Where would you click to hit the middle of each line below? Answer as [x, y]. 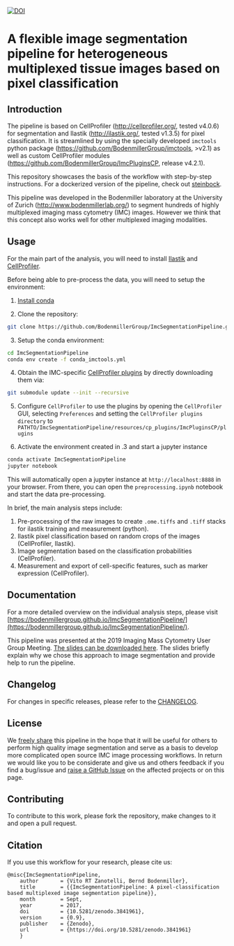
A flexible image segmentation [97, 39]
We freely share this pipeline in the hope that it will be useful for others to [112, 740]
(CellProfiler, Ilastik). [46, 544]
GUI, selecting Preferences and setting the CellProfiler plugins [110, 414]
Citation [25, 845]
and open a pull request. [42, 823]
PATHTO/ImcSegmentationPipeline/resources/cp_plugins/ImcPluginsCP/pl [122, 428]
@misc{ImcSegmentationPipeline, [54, 875]
